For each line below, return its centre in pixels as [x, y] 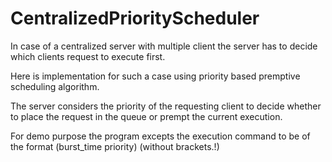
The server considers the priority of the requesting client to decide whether [166, 106]
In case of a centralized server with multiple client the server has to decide [164, 46]
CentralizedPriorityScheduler [135, 18]
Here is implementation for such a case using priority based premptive [155, 76]
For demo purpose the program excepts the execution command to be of [160, 136]
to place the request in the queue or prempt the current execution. [146, 116]
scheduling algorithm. [55, 86]
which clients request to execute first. [88, 56]
